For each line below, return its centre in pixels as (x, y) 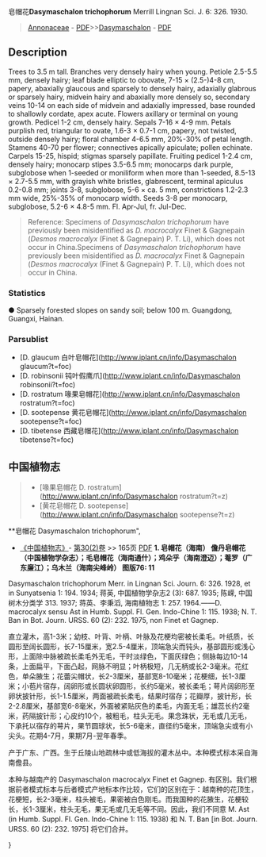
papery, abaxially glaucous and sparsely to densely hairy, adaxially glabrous (132, 88)
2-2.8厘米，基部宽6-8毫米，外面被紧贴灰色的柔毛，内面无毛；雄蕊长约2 (125, 706)
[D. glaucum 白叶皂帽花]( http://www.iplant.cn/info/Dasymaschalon (128, 357)
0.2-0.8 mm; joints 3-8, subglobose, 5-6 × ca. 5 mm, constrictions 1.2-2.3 (128, 190)
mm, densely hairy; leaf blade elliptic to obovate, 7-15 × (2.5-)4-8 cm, (122, 80)
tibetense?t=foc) (47, 440)
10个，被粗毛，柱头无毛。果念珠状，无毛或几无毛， (168, 716)
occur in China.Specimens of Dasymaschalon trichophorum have (134, 247)
